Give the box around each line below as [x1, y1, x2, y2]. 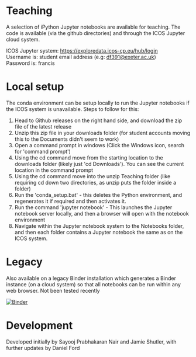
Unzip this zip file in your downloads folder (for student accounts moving [14, 129, 191, 136]
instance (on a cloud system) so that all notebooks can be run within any [6, 280, 181, 287]
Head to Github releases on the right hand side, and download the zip [14, 117, 183, 124]
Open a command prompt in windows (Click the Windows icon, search [14, 141, 184, 148]
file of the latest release [14, 123, 72, 130]
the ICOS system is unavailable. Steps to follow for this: [6, 105, 139, 112]
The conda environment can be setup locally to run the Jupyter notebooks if [6, 99, 190, 106]
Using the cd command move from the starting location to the [14, 154, 163, 161]
